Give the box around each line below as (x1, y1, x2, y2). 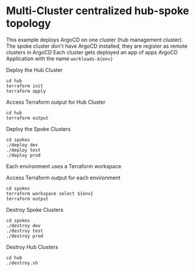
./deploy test (6, 147, 41, 153)
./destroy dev (6, 222, 41, 228)
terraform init (6, 83, 44, 89)
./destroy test (6, 228, 44, 234)
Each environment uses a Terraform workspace (6, 162, 122, 169)
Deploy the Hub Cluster (6, 66, 63, 73)
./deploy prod (6, 152, 41, 158)
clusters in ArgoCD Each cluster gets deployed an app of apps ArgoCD (6, 48, 178, 55)
